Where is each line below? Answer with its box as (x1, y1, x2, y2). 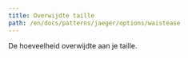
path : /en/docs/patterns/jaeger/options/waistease (8, 19, 181, 27)
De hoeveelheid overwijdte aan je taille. (8, 41, 138, 50)
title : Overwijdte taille (8, 11, 94, 20)
